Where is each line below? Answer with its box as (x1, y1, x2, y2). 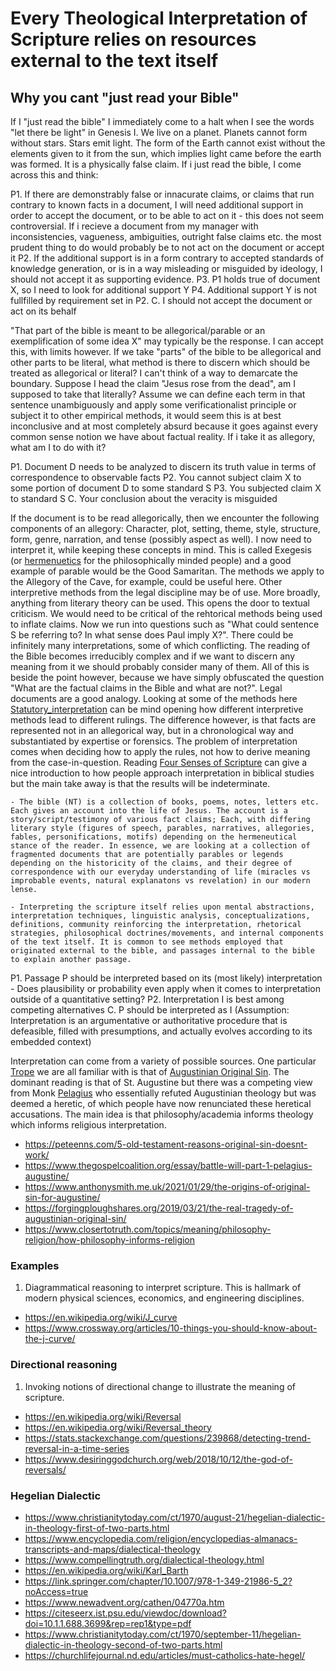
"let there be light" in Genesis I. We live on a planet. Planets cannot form (10, 127, 308, 138)
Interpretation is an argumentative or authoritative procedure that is (10, 1015, 288, 1026)
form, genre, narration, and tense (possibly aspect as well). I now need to (10, 533, 312, 545)
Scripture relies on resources (10, 28, 257, 51)
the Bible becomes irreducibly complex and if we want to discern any (10, 650, 295, 662)
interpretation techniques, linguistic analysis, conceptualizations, (10, 911, 311, 921)
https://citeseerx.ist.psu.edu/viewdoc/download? (24, 1607, 227, 1619)
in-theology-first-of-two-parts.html (24, 1522, 170, 1534)
